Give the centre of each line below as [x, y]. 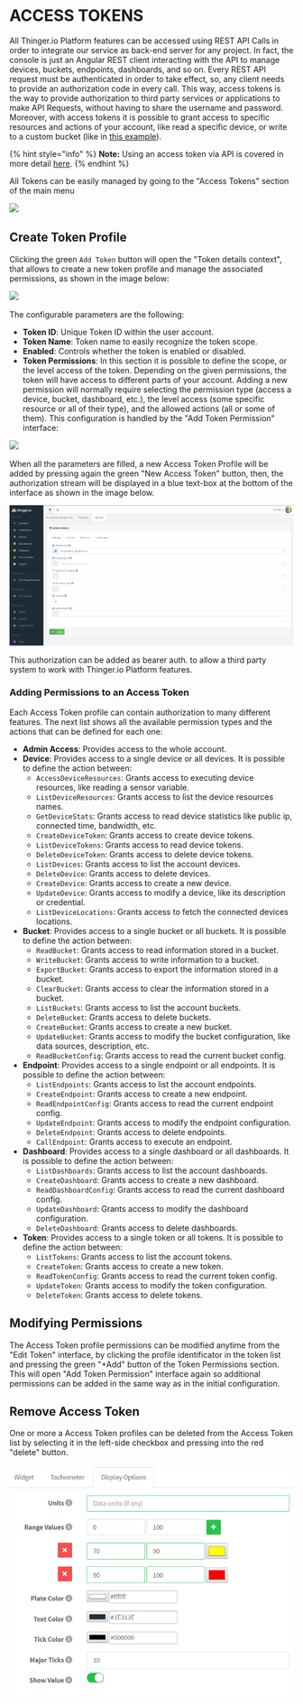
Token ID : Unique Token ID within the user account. [118, 332]
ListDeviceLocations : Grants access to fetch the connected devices [162, 912]
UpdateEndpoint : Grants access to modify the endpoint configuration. [163, 1122]
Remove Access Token [74, 1412]
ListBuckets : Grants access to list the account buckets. [138, 1007]
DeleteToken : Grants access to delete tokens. [119, 1295]
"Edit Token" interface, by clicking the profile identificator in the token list [145, 1354]
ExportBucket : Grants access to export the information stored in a [157, 969]
